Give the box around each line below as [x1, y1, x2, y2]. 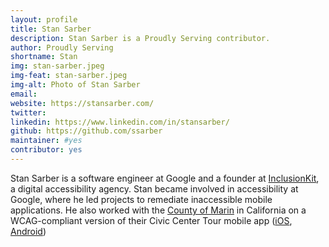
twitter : [10, 107, 47, 118]
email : [10, 89, 38, 99]
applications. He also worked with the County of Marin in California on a [10, 204, 307, 216]
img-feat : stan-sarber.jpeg [10, 71, 128, 81]
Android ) [10, 225, 47, 237]
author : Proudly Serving [10, 42, 114, 53]
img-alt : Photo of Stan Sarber [10, 80, 141, 90]
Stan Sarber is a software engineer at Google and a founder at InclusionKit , [10, 172, 320, 184]
